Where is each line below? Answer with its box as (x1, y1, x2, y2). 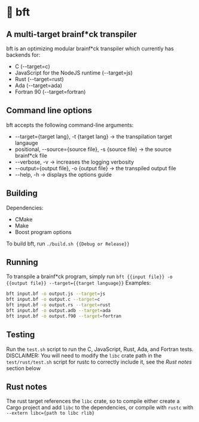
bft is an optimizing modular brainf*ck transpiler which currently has (6, 45, 174, 52)
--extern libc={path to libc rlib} (6, 410, 95, 417)
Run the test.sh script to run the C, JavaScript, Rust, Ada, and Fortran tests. (6, 346, 194, 353)
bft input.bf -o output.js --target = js (6, 291, 106, 297)
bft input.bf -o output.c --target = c (6, 297, 100, 303)
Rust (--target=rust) (14, 76, 64, 82)
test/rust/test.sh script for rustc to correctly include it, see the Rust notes (6, 358, 192, 365)
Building (6, 188, 38, 199)
